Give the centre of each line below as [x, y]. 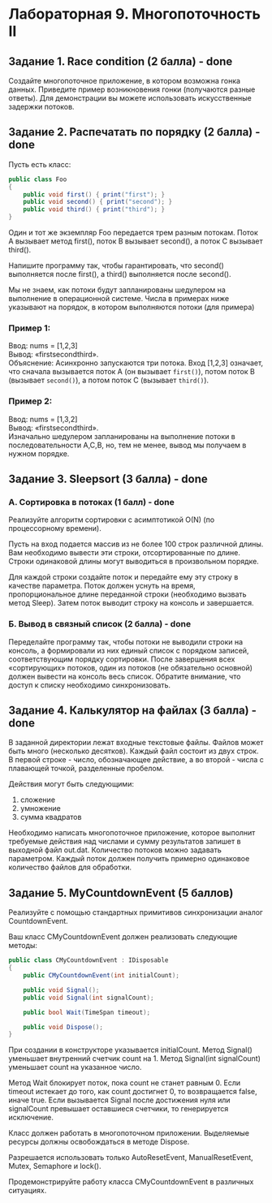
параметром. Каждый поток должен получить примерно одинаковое [129, 859]
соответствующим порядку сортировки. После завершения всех [122, 659]
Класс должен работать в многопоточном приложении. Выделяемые [129, 1133]
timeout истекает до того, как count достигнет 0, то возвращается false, [133, 1092]
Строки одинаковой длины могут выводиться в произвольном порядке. [134, 562]
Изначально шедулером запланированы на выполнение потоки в [122, 436]
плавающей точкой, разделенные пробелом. [86, 769]
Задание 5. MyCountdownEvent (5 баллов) [121, 893]
